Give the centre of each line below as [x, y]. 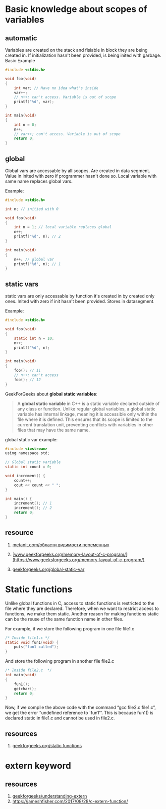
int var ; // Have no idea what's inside [56, 88]
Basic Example [20, 60]
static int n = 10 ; [34, 338]
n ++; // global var [34, 259]
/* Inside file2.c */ [28, 670]
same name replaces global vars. [39, 181]
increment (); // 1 [33, 504]
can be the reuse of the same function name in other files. [64, 619]
